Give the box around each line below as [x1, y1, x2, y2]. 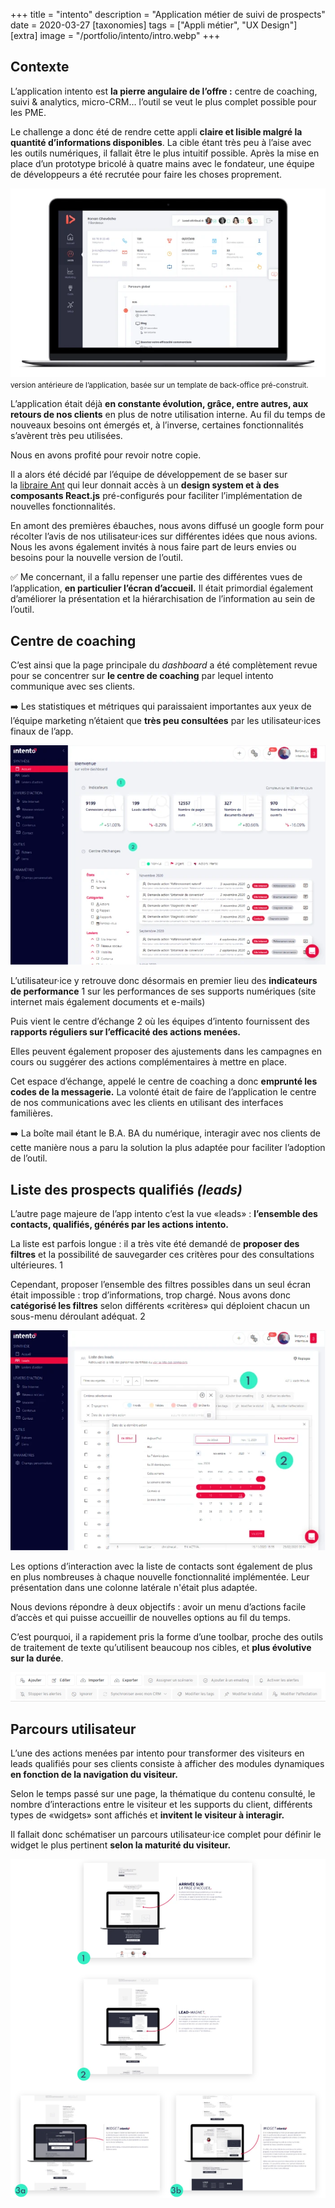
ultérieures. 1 [10, 1259, 63, 1271]
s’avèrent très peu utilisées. [10, 430, 123, 442]
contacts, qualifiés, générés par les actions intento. [10, 1219, 230, 1231]
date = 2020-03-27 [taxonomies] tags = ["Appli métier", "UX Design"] [10, 19, 298, 31]
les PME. [10, 106, 47, 118]
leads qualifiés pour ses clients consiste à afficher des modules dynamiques [10, 1758, 325, 1770]
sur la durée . [10, 1652, 64, 1664]
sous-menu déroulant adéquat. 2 [10, 1310, 146, 1323]
